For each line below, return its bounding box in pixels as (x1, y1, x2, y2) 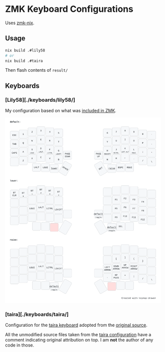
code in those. (5, 342, 35, 348)
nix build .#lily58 (5, 48, 45, 53)
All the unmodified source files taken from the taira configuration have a (5, 332, 152, 338)
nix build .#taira (5, 58, 43, 63)
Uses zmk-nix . (5, 20, 35, 26)
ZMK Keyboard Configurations (5, 3, 133, 15)
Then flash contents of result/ (5, 67, 68, 73)
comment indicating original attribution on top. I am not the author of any (5, 337, 154, 343)
